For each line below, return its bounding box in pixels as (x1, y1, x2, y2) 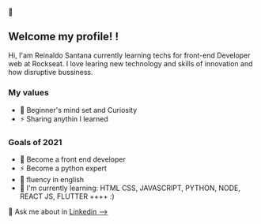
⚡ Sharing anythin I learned (19, 114, 108, 123)
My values (8, 88, 49, 99)
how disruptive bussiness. (8, 68, 93, 77)
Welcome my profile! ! (8, 29, 119, 43)
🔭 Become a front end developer (19, 155, 127, 164)
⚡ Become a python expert (19, 163, 107, 173)
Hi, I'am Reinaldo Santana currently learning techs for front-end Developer (8, 50, 251, 60)
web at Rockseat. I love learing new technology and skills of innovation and (8, 59, 253, 69)
